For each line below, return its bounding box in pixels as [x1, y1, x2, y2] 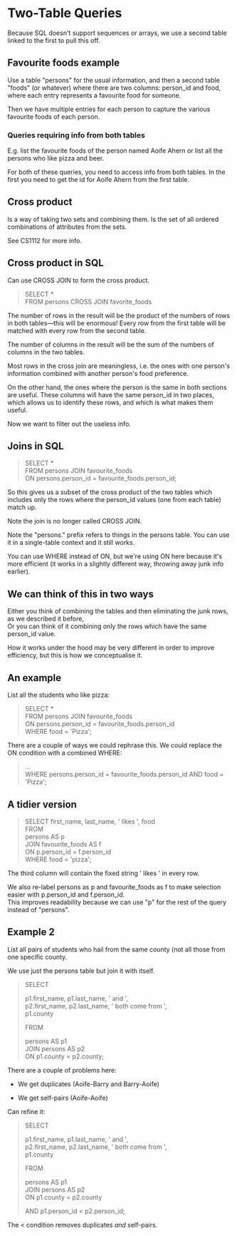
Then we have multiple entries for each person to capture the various [7, 105, 211, 113]
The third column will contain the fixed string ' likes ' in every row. [7, 869, 200, 877]
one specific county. [7, 952, 68, 961]
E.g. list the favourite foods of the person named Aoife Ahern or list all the [7, 146, 223, 155]
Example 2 [7, 926, 55, 939]
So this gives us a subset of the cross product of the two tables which [7, 488, 212, 496]
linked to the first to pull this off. [7, 36, 100, 44]
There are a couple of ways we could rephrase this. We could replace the [7, 741, 223, 750]
